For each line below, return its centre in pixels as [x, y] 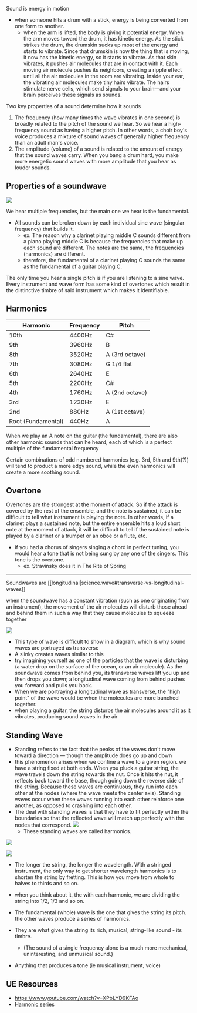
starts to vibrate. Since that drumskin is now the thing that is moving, [106, 51]
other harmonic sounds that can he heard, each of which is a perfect [89, 442]
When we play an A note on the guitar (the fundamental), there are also [92, 436]
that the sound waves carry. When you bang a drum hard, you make [96, 155]
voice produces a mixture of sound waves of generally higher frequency [102, 136]
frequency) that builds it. [44, 229]
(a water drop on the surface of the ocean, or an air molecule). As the [98, 667]
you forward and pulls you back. [53, 686]
